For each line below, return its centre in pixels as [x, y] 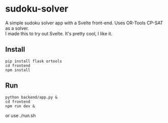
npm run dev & [20, 106]
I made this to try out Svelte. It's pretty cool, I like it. [59, 33]
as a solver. [17, 28]
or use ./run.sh [20, 115]
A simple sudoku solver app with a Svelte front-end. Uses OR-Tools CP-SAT [84, 23]
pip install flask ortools [34, 61]
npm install [18, 70]
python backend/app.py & [31, 97]
